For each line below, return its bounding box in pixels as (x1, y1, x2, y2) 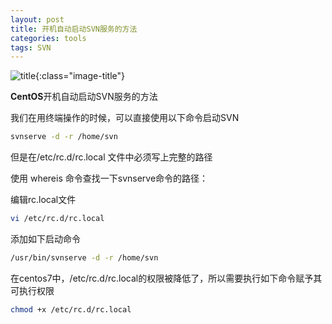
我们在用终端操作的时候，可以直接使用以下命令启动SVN (10, 112, 240, 124)
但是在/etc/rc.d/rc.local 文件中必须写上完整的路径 (10, 151, 213, 163)
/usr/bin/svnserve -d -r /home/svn (10, 253, 159, 263)
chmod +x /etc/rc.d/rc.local (10, 304, 132, 315)
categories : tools (10, 33, 87, 43)
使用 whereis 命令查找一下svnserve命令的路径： (10, 172, 209, 185)
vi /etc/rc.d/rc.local (10, 214, 105, 224)
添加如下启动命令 (10, 233, 81, 245)
